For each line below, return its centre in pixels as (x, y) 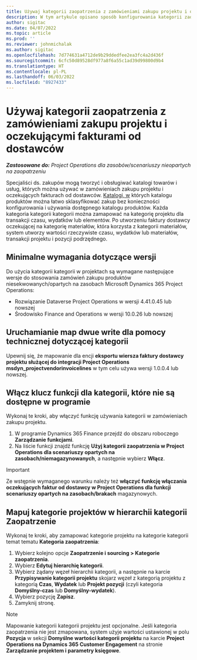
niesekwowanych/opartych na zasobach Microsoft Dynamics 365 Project (94, 284)
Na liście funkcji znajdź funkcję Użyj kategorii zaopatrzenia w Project (99, 446)
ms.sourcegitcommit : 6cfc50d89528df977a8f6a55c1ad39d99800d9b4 (85, 60)
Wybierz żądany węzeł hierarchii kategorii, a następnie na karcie (92, 572)
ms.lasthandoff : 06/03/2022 (40, 77)
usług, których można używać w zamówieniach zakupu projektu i (85, 189)
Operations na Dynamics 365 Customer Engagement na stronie (84, 644)
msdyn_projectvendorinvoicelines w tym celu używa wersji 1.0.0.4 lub (92, 368)
